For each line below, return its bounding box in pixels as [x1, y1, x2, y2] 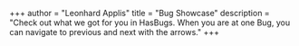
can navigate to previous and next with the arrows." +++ [9, 27, 220, 37]
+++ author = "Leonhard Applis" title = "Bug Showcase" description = [9, 8, 270, 18]
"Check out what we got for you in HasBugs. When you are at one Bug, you [9, 17, 291, 28]
